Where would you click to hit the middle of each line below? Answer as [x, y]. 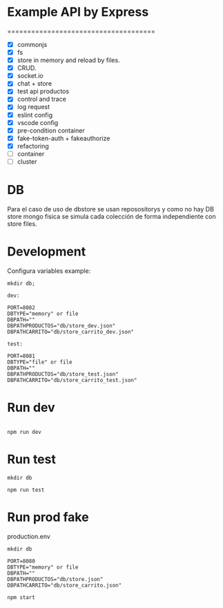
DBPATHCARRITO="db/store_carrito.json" [65, 585]
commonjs [32, 44]
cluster [27, 161]
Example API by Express [78, 12]
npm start [21, 597]
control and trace [42, 99]
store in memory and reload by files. [68, 60]
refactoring [33, 146]
